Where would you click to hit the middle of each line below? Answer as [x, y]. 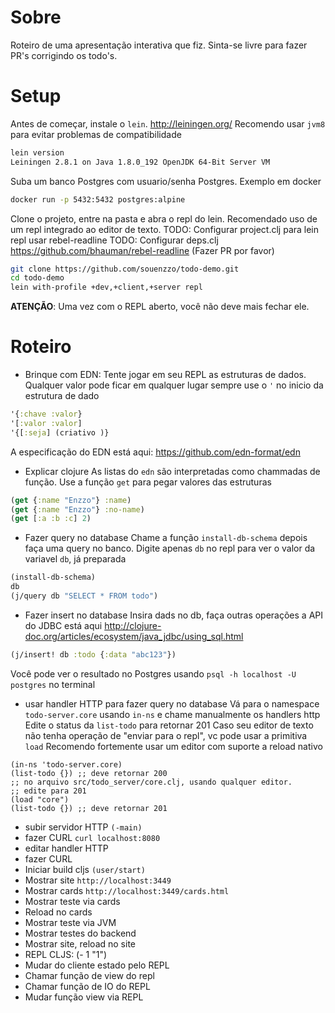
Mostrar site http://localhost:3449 [98, 880]
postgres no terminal [53, 684]
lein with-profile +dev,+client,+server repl [106, 287]
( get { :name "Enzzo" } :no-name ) [77, 509]
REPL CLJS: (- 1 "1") [66, 954]
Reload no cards [58, 912]
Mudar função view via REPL [84, 997]
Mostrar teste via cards [72, 901]
